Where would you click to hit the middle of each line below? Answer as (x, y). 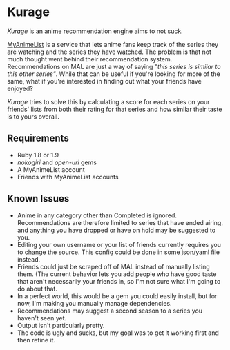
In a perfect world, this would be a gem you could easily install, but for (117, 296)
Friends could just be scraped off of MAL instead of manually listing (114, 266)
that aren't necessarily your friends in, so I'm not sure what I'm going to (119, 281)
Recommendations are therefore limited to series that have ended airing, (120, 222)
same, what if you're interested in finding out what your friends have (104, 81)
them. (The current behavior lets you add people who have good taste (117, 274)
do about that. (37, 289)
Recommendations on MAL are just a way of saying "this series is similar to (114, 66)
